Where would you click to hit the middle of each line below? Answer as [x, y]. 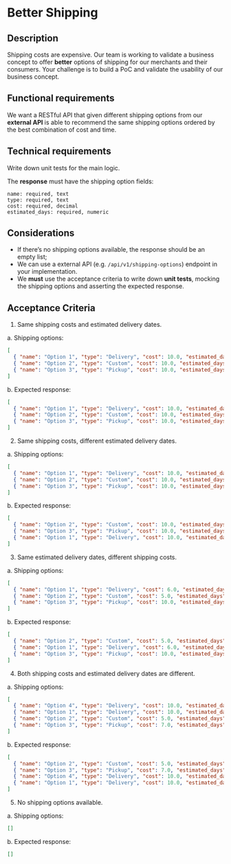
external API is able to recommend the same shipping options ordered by [111, 122]
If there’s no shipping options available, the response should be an [111, 250]
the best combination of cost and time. [62, 130]
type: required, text [38, 200]
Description [33, 38]
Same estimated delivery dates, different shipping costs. [97, 557]
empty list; [32, 257]
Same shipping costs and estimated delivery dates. [89, 325]
